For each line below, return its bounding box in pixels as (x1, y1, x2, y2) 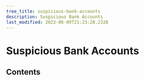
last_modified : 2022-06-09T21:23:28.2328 (6, 19, 109, 25)
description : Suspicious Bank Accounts (6, 14, 103, 20)
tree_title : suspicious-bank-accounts (6, 8, 101, 14)
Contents (6, 67, 41, 77)
